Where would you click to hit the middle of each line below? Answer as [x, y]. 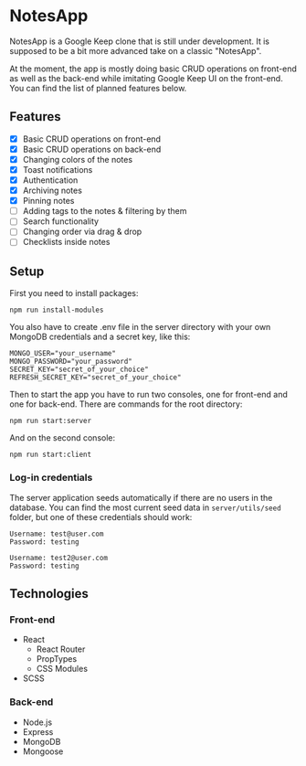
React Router [61, 649]
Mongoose [43, 751]
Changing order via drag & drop [82, 232]
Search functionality [60, 221]
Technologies [49, 594]
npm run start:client [51, 455]
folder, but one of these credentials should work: [101, 516]
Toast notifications [58, 169]
